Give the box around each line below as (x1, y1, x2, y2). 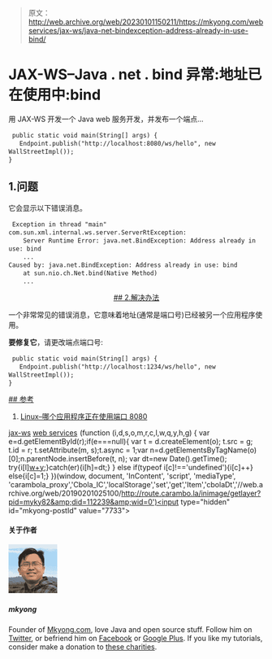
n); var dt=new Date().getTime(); (118, 453, 227, 463)
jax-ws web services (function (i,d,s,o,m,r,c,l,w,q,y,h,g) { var (8, 427, 210, 438)
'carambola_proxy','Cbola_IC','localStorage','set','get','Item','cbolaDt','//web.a (8, 479, 264, 489)
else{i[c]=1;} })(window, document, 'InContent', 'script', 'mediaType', (8, 471, 236, 481)
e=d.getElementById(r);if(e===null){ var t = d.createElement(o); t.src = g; (8, 436, 253, 446)
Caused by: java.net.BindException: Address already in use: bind (8, 260, 238, 269)
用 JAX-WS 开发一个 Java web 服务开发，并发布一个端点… (8, 114, 204, 124)
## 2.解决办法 (113, 292, 160, 302)
